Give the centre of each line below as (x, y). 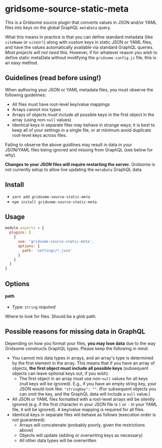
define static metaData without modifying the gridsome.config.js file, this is (81, 57)
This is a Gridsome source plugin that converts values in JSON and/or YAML (81, 22)
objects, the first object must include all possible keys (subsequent (80, 368)
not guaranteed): (29, 420)
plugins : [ (20, 232)
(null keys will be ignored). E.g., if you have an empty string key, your (88, 383)
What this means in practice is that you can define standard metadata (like (79, 37)
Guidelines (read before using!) (53, 78)
